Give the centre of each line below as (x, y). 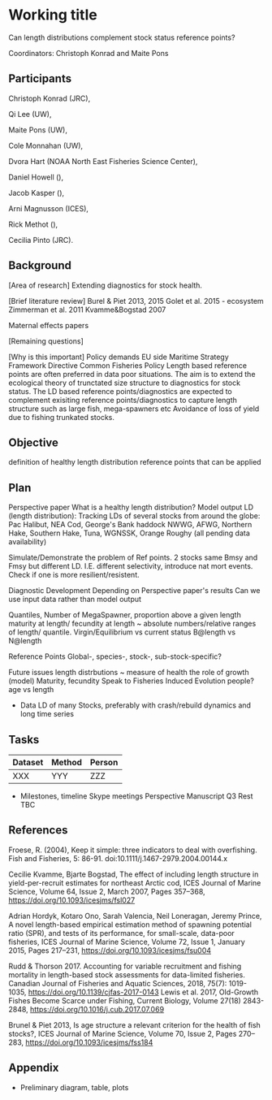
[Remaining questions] (46, 341)
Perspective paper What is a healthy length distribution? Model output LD (131, 507)
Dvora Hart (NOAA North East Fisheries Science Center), (103, 161)
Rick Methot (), (33, 224)
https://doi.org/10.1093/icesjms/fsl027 (72, 900)
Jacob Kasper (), (37, 193)
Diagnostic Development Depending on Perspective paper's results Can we (134, 591)
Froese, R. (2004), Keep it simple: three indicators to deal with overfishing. (133, 850)
